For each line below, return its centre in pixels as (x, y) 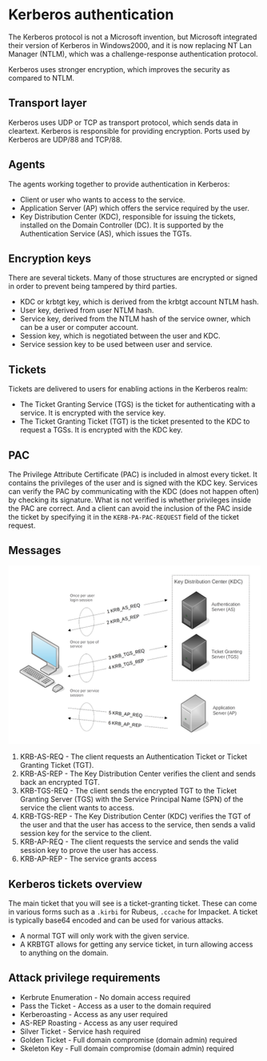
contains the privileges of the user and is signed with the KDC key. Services (133, 483)
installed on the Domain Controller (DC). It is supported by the (122, 225)
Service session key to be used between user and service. (116, 344)
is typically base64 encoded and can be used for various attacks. (116, 920)
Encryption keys (50, 258)
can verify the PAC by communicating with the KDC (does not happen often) (134, 491)
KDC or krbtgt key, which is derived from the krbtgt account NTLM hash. (139, 302)
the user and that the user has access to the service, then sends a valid (137, 825)
